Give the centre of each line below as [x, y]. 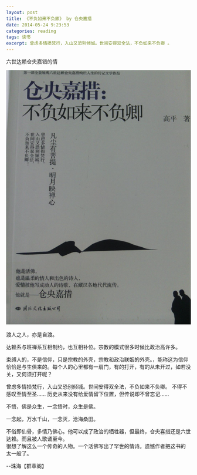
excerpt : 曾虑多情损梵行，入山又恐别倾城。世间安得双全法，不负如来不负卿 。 [89, 43]
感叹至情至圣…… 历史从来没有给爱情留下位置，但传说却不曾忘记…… [88, 394]
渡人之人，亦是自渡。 [32, 334]
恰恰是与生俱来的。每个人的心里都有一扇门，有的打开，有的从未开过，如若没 [98, 366]
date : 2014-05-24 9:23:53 [38, 25]
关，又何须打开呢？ [29, 374]
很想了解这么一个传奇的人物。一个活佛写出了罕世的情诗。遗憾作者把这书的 [96, 446]
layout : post [22, 12]
